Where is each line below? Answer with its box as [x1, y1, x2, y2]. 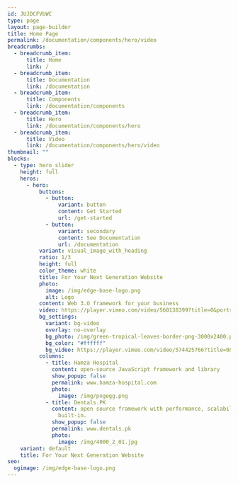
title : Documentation [25, 76, 91, 84]
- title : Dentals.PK [45, 399, 106, 406]
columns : [38, 353, 65, 360]
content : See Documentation [57, 234, 141, 241]
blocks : [7, 155, 30, 163]
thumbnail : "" [7, 149, 50, 156]
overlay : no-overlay [45, 326, 106, 334]
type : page [7, 17, 40, 24]
